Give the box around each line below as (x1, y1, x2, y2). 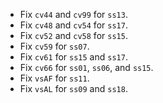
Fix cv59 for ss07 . (19, 40, 90, 52)
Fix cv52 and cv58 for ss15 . (19, 30, 128, 41)
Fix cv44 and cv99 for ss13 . (19, 9, 128, 20)
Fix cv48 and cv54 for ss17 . (19, 19, 128, 31)
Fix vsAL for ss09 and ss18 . (19, 83, 128, 94)
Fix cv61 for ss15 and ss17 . (19, 51, 128, 63)
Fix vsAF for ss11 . (19, 72, 90, 84)
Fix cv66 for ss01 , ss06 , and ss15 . (19, 62, 154, 73)
